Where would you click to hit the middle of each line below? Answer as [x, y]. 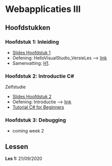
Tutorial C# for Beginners [38, 107]
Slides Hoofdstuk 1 [31, 52]
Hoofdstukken [28, 28]
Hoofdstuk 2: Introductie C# [40, 76]
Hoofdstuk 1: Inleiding [32, 42]
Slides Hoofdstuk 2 [32, 97]
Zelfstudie [15, 87]
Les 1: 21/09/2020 [24, 159]
